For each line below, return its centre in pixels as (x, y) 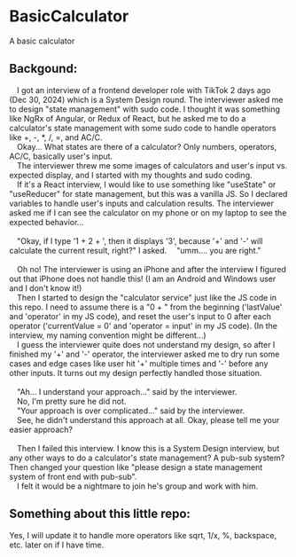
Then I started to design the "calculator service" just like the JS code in (147, 297)
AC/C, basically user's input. (61, 156)
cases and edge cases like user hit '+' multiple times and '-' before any (139, 363)
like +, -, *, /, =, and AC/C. (56, 137)
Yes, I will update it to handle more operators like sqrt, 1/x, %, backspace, (143, 535)
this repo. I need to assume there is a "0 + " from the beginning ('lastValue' (146, 307)
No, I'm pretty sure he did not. (72, 401)
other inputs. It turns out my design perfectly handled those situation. (136, 373)
